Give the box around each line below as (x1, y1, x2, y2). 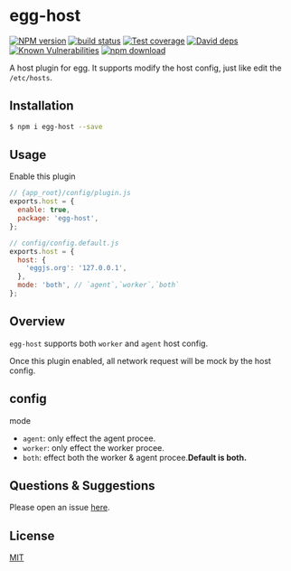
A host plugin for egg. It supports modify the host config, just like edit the (9, 62, 282, 73)
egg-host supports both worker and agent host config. (9, 338, 209, 349)
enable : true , (17, 205, 70, 215)
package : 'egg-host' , (17, 214, 99, 223)
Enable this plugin (9, 171, 76, 182)
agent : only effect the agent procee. (22, 433, 156, 444)
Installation (9, 98, 74, 114)
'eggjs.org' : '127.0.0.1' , (25, 264, 127, 273)
